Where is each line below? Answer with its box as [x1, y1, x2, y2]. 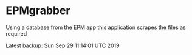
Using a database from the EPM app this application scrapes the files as [5, 24, 186, 31]
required [5, 30, 27, 37]
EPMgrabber [5, 4, 70, 18]
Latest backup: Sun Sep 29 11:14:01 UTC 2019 [5, 42, 120, 49]
